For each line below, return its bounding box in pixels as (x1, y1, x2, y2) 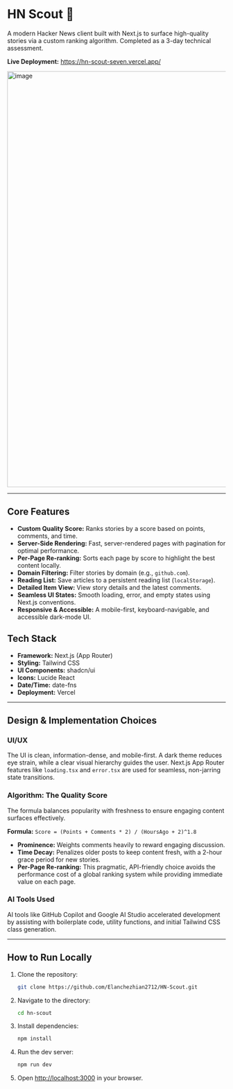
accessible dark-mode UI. (17, 613, 92, 621)
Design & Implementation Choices (7, 714, 157, 726)
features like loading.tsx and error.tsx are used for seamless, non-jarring (7, 766, 221, 774)
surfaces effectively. (7, 814, 66, 822)
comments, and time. (17, 532, 78, 540)
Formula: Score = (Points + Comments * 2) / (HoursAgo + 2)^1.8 (7, 827, 197, 835)
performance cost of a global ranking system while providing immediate (17, 870, 223, 878)
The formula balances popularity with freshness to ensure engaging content (7, 806, 225, 814)
